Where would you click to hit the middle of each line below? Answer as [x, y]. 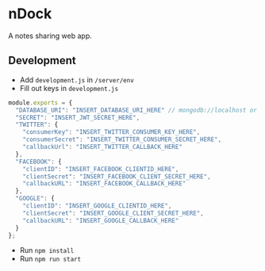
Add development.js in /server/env [77, 79]
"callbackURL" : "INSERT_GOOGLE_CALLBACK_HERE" [101, 220]
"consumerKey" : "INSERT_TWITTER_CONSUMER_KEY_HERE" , [111, 132]
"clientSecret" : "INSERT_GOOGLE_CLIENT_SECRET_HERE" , [113, 213]
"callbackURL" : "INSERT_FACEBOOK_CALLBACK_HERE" [104, 184]
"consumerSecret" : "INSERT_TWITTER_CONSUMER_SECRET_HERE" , [122, 139]
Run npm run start [50, 259]
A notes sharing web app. [50, 36]
